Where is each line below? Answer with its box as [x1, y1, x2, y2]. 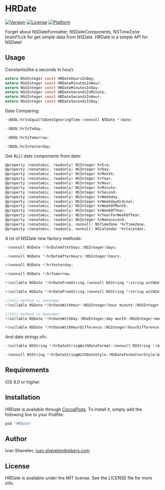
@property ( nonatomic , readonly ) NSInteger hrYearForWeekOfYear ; [5, 213, 141, 218]
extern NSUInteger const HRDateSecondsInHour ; [5, 94, 102, 99]
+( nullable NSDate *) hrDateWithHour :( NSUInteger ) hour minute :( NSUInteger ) [5, 303, 162, 307]
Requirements [5, 366, 49, 374]
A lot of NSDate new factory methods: [5, 235, 82, 241]
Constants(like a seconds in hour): [5, 66, 75, 72]
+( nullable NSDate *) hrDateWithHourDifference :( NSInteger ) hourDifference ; [5, 325, 162, 330]
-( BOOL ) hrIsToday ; [5, 126, 43, 131]
